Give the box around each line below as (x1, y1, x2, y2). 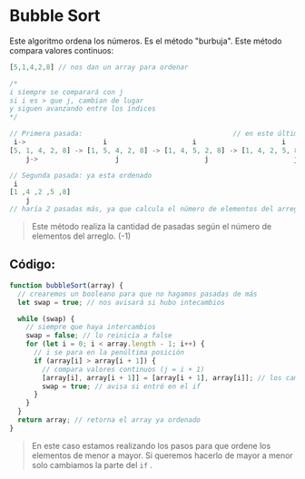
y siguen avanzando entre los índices (9, 104, 156, 113)
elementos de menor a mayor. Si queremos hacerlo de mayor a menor (31, 450, 293, 461)
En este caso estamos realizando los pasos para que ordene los (31, 440, 271, 451)
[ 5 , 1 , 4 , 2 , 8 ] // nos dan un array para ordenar (9, 63, 189, 72)
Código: (9, 257, 56, 272)
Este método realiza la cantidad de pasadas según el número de (31, 221, 272, 232)
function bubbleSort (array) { (9, 280, 124, 290)
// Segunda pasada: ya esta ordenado (9, 171, 152, 180)
